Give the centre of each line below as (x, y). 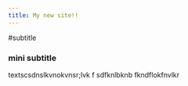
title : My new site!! (43, 15)
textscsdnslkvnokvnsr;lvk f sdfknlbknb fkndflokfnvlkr (94, 74)
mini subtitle (33, 58)
